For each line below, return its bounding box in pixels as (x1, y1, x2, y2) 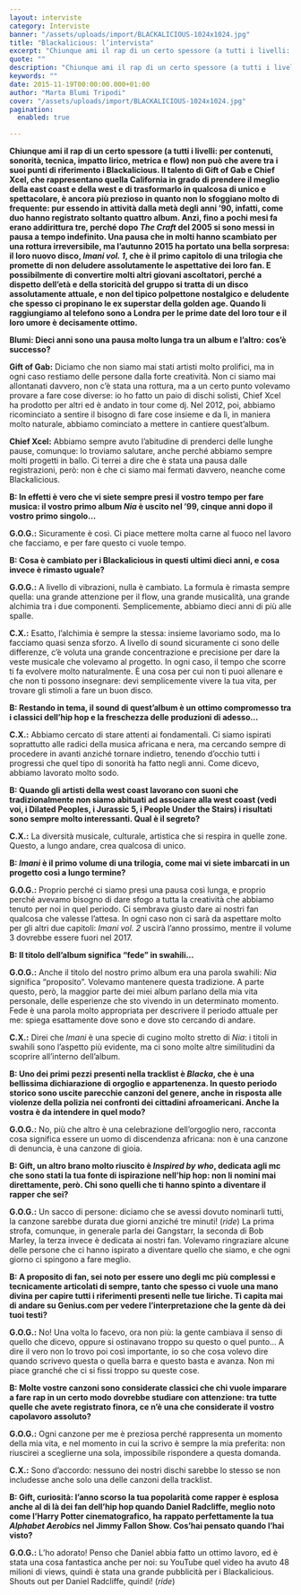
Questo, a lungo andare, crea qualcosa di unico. (9, 841, 186, 851)
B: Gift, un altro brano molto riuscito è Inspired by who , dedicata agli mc (9, 1161, 281, 1172)
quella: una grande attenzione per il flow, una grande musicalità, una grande (9, 591, 290, 602)
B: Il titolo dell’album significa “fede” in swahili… (9, 950, 194, 961)
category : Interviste (9, 22, 90, 31)
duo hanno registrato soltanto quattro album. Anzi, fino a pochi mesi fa (9, 213, 278, 223)
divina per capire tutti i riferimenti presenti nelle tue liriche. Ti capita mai (9, 1291, 284, 1302)
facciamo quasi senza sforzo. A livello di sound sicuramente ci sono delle (9, 638, 279, 649)
